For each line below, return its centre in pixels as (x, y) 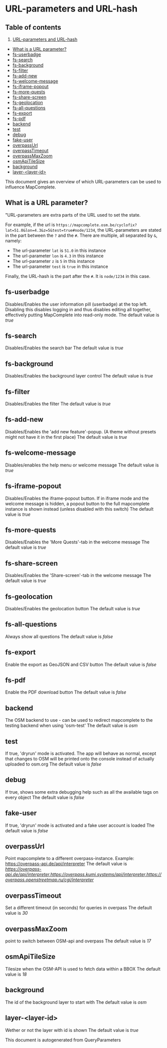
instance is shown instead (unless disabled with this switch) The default (79, 509)
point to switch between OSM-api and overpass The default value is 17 (78, 941)
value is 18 (16, 974)
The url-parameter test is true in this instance (60, 266)
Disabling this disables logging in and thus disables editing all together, (78, 309)
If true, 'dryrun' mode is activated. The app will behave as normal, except (81, 753)
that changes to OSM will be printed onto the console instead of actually (80, 759)
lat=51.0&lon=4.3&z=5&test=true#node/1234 (50, 230)
